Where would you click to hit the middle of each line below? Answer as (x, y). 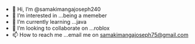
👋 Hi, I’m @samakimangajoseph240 (56, 9)
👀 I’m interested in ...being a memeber (59, 15)
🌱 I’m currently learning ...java (49, 22)
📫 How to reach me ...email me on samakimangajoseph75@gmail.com (100, 35)
